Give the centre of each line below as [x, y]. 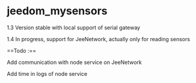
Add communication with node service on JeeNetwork [74, 62]
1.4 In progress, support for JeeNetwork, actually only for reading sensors [99, 39]
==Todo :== [22, 50]
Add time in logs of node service [47, 73]
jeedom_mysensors [57, 11]
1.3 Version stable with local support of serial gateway [74, 27]
